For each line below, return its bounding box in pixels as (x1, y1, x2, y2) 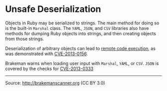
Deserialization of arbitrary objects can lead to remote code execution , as (5, 45, 156, 51)
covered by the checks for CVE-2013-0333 (5, 66, 93, 72)
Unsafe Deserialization (5, 3, 101, 15)
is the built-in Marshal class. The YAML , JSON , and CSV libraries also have (5, 25, 149, 31)
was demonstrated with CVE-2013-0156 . (5, 51, 88, 57)
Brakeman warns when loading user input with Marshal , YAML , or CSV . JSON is (5, 60, 159, 66)
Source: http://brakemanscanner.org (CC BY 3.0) (5, 80, 105, 86)
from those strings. (5, 36, 44, 42)
